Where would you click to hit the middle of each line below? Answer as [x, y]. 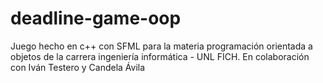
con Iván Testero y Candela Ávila [78, 67]
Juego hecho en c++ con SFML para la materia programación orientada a [161, 46]
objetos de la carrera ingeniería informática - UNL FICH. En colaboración [160, 56]
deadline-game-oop [96, 18]
